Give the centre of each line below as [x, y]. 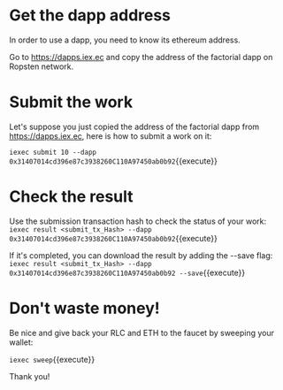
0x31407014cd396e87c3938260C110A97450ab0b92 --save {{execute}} [127, 272]
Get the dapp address [90, 15]
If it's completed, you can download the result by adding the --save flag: [141, 255]
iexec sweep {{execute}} [52, 359]
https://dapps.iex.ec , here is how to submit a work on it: [111, 136]
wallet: [21, 342]
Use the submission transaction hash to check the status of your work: [138, 221]
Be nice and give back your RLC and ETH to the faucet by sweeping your [141, 333]
